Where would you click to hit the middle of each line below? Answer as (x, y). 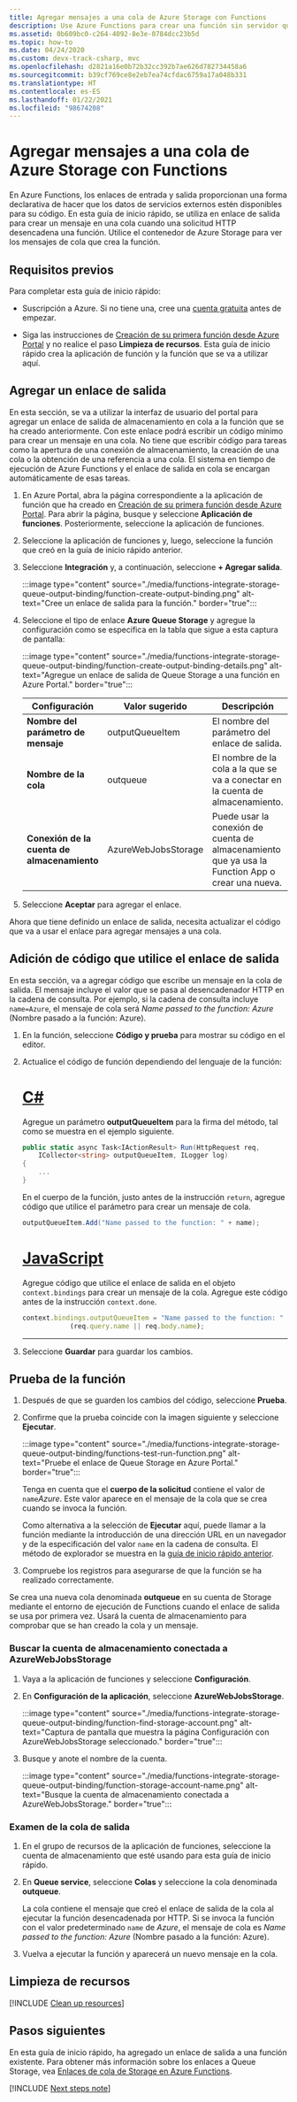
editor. (34, 1044)
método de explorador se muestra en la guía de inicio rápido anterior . (148, 1553)
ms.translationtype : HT (53, 83)
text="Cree (42, 603)
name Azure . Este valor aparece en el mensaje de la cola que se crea (145, 1499)
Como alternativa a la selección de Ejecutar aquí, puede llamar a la (144, 1525)
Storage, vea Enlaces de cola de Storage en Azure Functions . (121, 2071)
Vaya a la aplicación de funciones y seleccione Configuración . (136, 1679)
